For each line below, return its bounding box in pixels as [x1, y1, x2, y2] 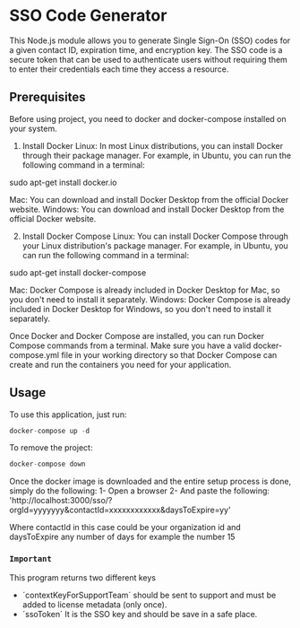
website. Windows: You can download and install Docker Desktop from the [9, 204, 285, 214]
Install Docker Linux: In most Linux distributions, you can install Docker [21, 140, 284, 151]
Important [9, 554, 52, 564]
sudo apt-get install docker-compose [9, 266, 147, 278]
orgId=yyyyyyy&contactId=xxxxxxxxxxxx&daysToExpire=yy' [9, 504, 231, 516]
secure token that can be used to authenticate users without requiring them [9, 54, 288, 65]
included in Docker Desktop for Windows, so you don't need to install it [9, 303, 271, 314]
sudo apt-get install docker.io [9, 177, 118, 188]
